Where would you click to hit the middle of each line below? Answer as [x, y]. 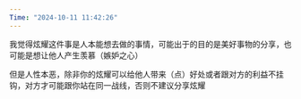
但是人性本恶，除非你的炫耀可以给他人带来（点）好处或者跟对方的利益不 [142, 74]
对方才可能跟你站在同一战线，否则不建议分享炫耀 [115, 85]
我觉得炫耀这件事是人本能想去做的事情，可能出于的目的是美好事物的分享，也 [150, 44]
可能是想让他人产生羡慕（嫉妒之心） [76, 55]
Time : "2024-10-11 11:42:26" [64, 17]
